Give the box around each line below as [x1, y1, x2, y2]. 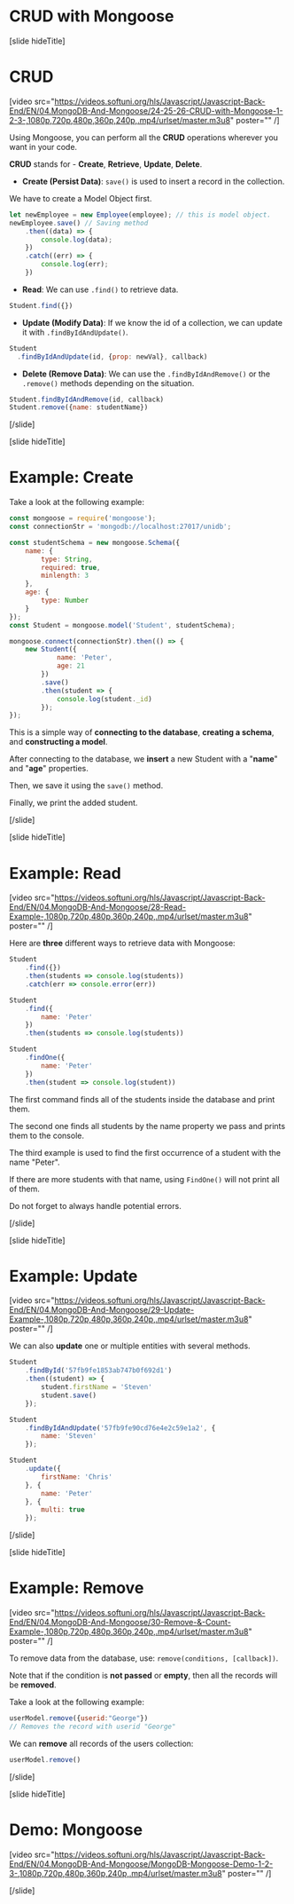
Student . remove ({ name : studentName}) [9, 403, 149, 412]
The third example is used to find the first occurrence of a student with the [9, 1147, 282, 1157]
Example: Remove [9, 1578, 144, 1599]
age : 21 [56, 661, 86, 671]
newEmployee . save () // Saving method [9, 218, 149, 227]
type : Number [41, 596, 89, 605]
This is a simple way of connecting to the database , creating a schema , [9, 727, 275, 738]
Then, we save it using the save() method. [9, 780, 164, 791]
